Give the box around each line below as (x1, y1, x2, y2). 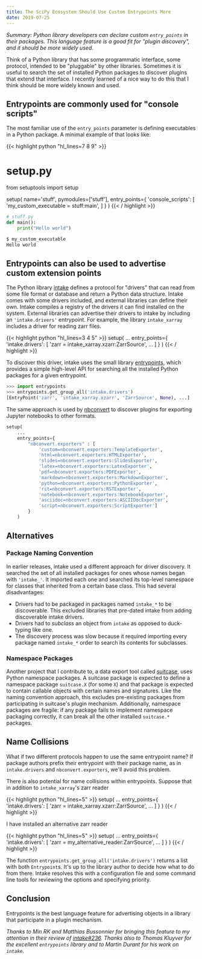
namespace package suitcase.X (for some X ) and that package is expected (6, 680, 194, 688)
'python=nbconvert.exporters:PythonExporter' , (38, 480, 158, 486)
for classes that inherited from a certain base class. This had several (6, 582, 176, 589)
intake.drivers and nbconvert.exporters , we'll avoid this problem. (6, 766, 171, 773)
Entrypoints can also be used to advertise (6, 259, 166, 269)
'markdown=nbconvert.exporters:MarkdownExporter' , (38, 474, 169, 480)
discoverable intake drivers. (14, 613, 84, 620)
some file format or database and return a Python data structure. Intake (6, 290, 184, 297)
